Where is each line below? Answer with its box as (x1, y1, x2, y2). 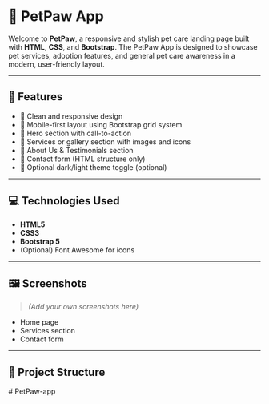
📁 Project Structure (8, 365, 106, 379)
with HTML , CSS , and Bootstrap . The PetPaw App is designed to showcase (8, 42, 258, 51)
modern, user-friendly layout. (8, 59, 106, 69)
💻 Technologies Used (8, 194, 120, 208)
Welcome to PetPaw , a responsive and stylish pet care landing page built (8, 34, 250, 43)
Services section (19, 326, 76, 336)
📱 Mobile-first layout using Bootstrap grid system (19, 119, 183, 129)
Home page (19, 317, 59, 327)
